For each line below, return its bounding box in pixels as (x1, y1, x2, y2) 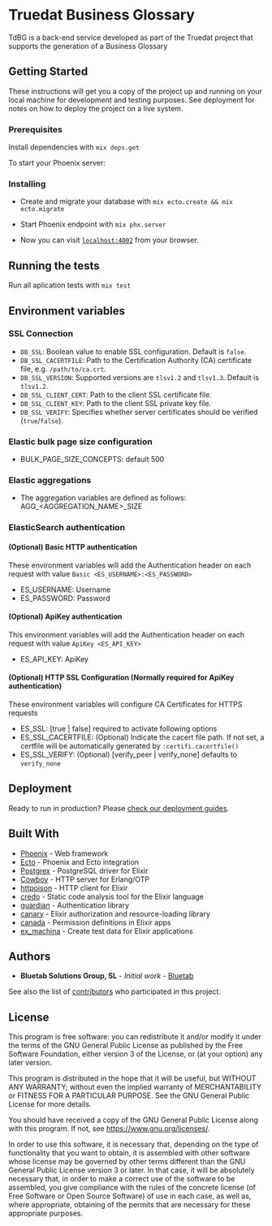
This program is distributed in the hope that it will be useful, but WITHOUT (8, 1073, 257, 1083)
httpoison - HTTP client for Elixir (19, 883, 128, 892)
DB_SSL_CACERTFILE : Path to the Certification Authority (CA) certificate (19, 355, 252, 365)
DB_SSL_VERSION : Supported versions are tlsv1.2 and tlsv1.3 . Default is (19, 372, 260, 382)
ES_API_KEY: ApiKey (19, 654, 89, 663)
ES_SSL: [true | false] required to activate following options (19, 723, 218, 733)
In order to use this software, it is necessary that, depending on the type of (8, 1139, 259, 1150)
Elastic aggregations (8, 475, 92, 486)
